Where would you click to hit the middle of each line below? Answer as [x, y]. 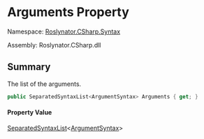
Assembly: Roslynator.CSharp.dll [54, 45]
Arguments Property [68, 12]
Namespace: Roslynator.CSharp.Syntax [64, 31]
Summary [29, 67]
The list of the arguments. [44, 84]
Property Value [30, 112]
